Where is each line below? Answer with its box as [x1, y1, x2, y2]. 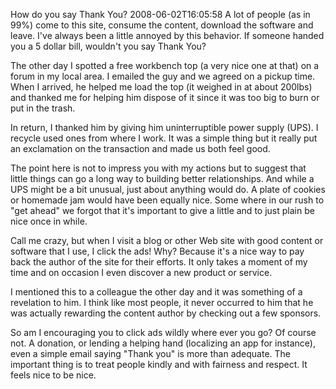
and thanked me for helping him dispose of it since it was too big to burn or [10, 92, 320, 103]
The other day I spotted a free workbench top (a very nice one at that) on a [10, 60, 320, 71]
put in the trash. [10, 102, 76, 114]
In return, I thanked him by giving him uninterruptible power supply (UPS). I [10, 122, 319, 133]
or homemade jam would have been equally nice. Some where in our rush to [10, 194, 325, 206]
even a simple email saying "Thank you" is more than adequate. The [10, 348, 291, 359]
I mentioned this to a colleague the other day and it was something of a [10, 286, 303, 298]
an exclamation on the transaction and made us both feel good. [10, 143, 271, 154]
